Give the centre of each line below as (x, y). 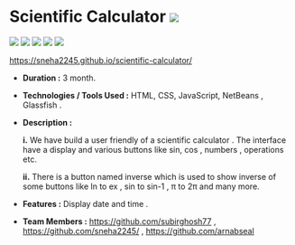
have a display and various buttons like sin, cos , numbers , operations (153, 149)
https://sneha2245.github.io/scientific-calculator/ (101, 60)
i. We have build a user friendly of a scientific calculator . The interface (154, 140)
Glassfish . (42, 105)
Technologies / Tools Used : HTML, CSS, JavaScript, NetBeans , (143, 95)
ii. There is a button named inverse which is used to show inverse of (149, 176)
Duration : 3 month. (59, 78)
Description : (47, 122)
